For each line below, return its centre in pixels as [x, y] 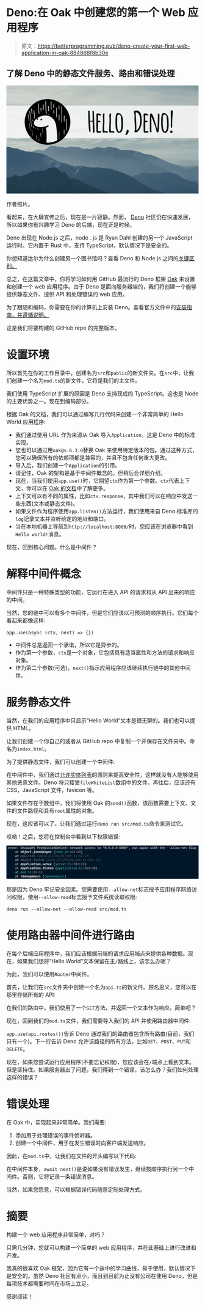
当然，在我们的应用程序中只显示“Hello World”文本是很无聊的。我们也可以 [98, 721]
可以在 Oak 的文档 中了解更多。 [70, 488]
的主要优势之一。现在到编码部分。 [49, 402]
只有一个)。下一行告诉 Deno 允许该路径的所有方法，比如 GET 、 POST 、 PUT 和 [99, 1041]
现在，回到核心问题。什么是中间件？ [52, 547]
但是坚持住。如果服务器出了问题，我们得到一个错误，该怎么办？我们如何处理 [103, 1069]
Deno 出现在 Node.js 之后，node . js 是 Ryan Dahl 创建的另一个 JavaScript [99, 238]
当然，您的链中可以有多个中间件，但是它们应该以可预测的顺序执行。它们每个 [103, 613]
